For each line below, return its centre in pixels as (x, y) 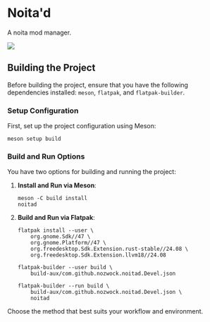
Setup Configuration (43, 111)
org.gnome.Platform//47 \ (69, 243)
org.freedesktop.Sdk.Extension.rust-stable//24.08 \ (110, 249)
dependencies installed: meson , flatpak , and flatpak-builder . (96, 92)
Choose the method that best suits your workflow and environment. (105, 311)
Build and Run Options (46, 156)
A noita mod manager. (39, 32)
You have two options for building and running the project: (92, 172)
